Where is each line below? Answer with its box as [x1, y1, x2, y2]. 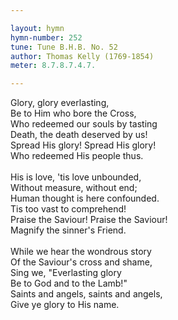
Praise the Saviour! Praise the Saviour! [10, 214, 168, 226]
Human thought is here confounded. [10, 192, 160, 205]
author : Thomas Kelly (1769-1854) [10, 51, 155, 61]
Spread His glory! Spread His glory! [10, 139, 157, 151]
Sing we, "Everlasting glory [10, 267, 122, 279]
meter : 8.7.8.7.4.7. [10, 61, 97, 71]
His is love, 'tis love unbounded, [10, 171, 142, 183]
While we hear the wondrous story [10, 246, 152, 258]
